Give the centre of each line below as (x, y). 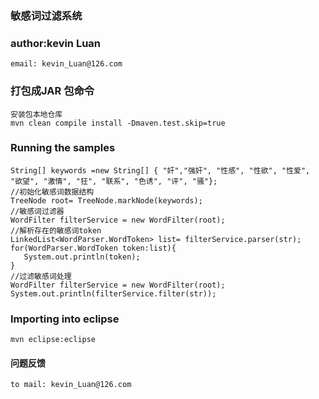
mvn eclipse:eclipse (53, 340)
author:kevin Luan (56, 43)
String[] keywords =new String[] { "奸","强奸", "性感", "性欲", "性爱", (160, 170)
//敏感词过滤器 (37, 211)
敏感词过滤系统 (46, 15)
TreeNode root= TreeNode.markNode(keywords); (106, 200)
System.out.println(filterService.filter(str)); (113, 293)
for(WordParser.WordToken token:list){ (93, 248)
